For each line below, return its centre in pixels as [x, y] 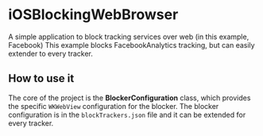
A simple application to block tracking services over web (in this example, [129, 37]
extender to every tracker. [50, 53]
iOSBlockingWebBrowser [93, 15]
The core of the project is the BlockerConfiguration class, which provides [130, 98]
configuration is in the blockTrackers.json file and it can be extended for [127, 115]
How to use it [41, 78]
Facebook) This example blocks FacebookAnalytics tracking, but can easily [132, 45]
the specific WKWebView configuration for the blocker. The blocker [114, 106]
